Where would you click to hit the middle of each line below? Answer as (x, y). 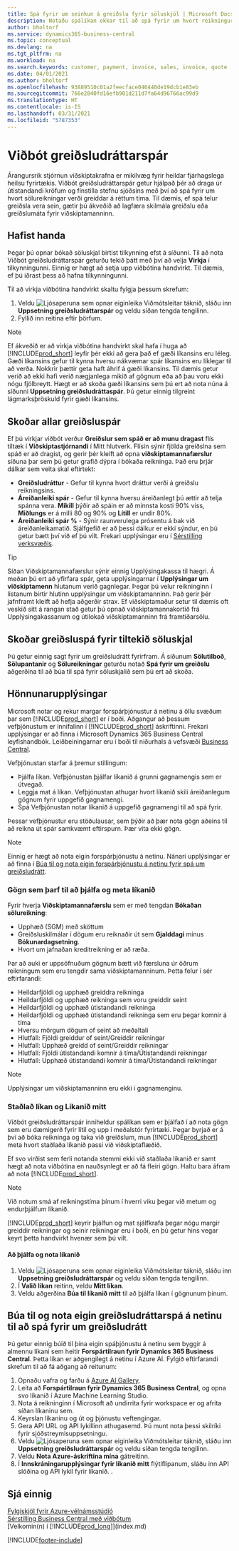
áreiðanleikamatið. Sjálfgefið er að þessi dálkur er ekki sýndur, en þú (118, 528)
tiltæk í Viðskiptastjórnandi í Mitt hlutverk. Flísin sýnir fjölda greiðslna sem (117, 446)
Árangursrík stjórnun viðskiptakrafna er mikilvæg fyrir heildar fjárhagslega (116, 175)
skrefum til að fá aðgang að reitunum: (62, 1367)
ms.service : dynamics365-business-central (71, 34)
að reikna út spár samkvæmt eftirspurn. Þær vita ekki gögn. (94, 828)
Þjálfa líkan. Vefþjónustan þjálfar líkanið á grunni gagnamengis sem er (119, 777)
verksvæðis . (36, 544)
